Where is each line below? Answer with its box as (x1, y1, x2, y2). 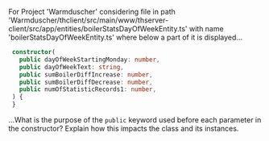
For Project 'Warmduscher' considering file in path (8, 7, 176, 16)
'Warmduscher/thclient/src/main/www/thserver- (8, 15, 169, 25)
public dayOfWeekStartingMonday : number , (19, 56, 160, 64)
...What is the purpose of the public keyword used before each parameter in (8, 115, 262, 124)
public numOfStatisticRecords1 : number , (19, 85, 157, 93)
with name (188, 24, 224, 33)
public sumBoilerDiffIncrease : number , (19, 70, 153, 79)
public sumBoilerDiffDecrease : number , (19, 78, 153, 86)
